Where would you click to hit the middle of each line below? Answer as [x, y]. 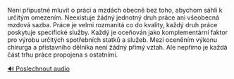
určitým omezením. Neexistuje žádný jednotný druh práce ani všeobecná [113, 17]
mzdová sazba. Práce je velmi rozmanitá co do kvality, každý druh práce [112, 25]
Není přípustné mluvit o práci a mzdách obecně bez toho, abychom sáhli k [115, 10]
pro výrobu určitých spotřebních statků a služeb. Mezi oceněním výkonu [112, 40]
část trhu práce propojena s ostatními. [63, 55]
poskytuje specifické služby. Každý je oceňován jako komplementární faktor [117, 32]
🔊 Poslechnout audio [39, 69]
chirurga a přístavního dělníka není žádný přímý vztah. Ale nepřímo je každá [117, 47]
